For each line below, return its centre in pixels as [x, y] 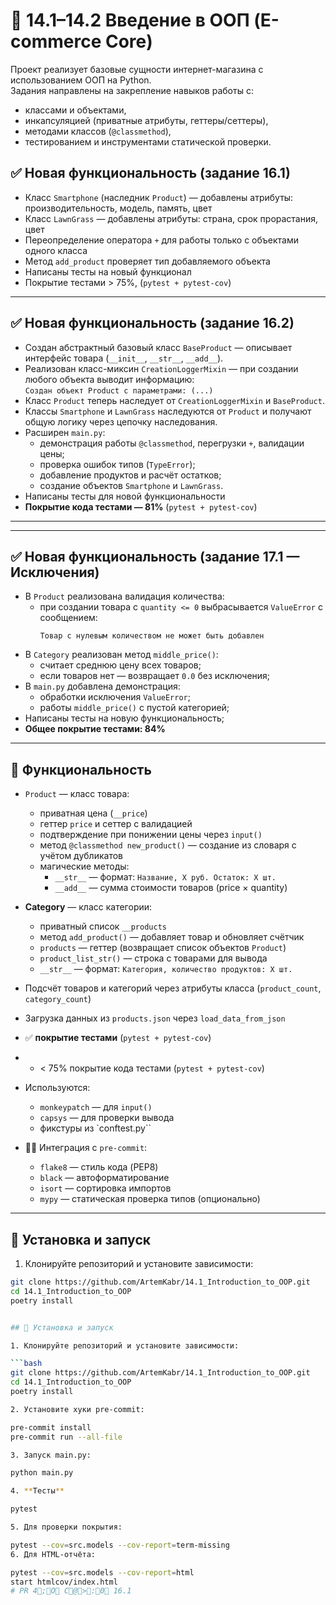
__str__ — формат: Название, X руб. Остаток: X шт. [165, 877]
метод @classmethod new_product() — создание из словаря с [168, 845]
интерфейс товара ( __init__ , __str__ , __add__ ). [124, 358]
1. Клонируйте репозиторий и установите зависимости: [125, 1345]
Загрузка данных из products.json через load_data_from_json [155, 1018]
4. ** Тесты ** [37, 1491]
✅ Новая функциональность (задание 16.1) [150, 173]
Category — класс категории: [88, 907]
